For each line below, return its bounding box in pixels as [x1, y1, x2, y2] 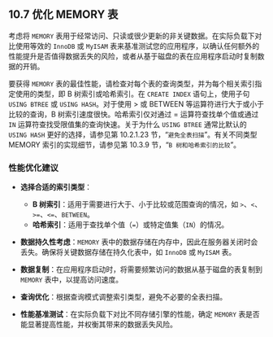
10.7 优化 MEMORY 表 [8, 7, 119, 22]
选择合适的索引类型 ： [19, 182, 92, 192]
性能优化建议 [8, 162, 59, 173]
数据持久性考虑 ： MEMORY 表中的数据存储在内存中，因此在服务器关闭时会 [19, 237, 258, 247]
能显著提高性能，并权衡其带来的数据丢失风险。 [19, 320, 177, 330]
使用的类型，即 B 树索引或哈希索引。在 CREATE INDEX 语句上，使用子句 [15, 89, 250, 98]
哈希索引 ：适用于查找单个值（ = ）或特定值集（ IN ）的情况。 [32, 220, 229, 230]
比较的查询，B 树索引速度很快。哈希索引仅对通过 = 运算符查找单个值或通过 [8, 109, 259, 119]
